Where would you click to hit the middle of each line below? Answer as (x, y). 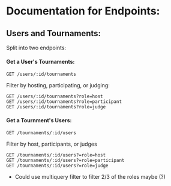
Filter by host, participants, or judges (52, 144)
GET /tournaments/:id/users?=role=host (56, 155)
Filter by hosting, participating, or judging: (58, 85)
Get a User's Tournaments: (40, 61)
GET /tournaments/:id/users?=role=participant (65, 161)
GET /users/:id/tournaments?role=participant (64, 102)
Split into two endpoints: (36, 48)
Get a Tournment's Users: (39, 120)
